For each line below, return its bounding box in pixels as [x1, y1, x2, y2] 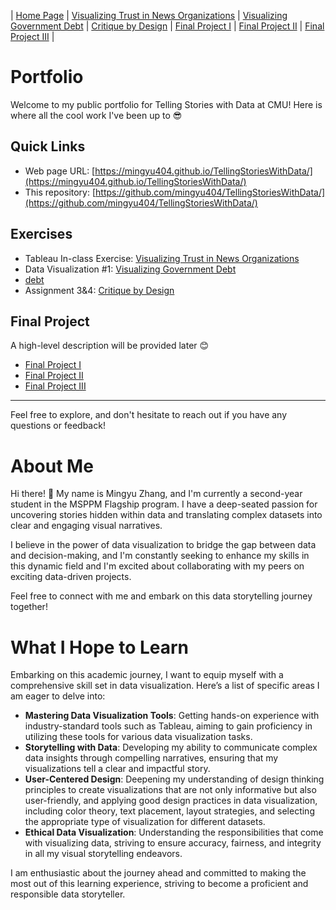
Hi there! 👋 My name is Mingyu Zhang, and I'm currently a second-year [10, 488, 303, 500]
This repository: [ [24, 186, 97, 198]
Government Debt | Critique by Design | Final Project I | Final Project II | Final [10, 20, 325, 32]
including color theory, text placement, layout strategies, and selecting [24, 805, 315, 817]
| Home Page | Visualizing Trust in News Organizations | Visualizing [10, 10, 288, 21]
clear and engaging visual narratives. [10, 520, 163, 532]
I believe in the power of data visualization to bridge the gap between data [10, 539, 317, 551]
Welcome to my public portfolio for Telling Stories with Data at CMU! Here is [10, 98, 323, 110]
